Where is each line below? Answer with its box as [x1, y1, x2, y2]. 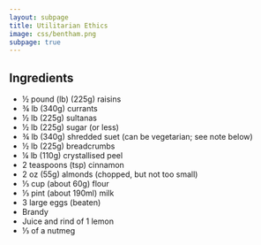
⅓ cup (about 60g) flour [21, 179, 109, 189]
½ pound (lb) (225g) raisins [21, 94, 122, 104]
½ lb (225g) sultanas [21, 112, 97, 124]
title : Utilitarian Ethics [9, 21, 108, 30]
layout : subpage [9, 12, 69, 22]
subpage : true [9, 37, 62, 47]
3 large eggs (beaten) [21, 197, 101, 208]
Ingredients [9, 70, 74, 85]
